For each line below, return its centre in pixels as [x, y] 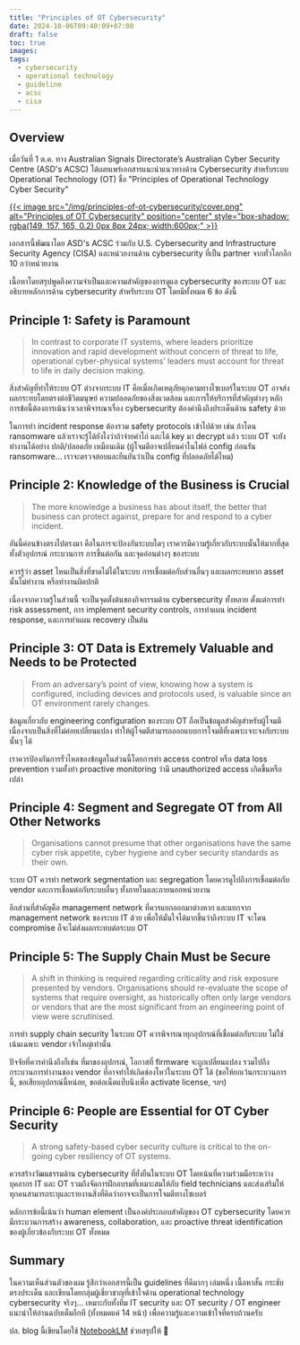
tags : [19, 59]
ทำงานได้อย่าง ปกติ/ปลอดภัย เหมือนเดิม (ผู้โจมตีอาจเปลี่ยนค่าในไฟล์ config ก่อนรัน [133, 446]
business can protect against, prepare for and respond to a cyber [151, 516]
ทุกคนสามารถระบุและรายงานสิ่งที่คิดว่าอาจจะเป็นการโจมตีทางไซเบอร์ [108, 1194]
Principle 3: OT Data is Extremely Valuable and [141, 649]
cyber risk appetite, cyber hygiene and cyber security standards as [155, 853]
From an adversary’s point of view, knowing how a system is [142, 684]
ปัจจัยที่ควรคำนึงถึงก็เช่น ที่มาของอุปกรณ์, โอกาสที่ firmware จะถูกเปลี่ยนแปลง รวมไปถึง [140, 1062]
